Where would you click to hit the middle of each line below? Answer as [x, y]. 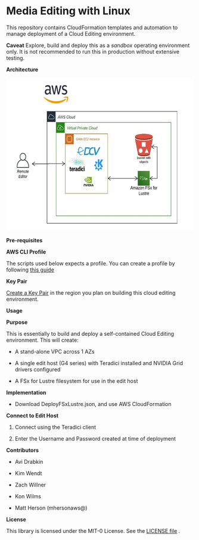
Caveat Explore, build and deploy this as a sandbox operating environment [98, 45]
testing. [15, 58]
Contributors [23, 450]
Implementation [26, 393]
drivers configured [38, 370]
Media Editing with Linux [69, 11]
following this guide [30, 270]
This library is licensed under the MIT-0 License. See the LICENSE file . [93, 531]
